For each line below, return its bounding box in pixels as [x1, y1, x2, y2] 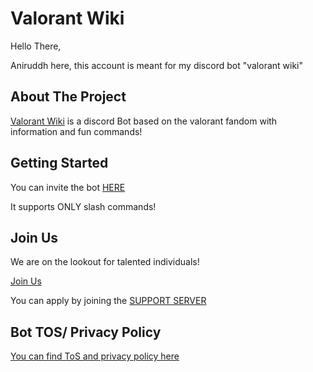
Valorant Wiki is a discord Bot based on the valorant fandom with [10, 115, 278, 127]
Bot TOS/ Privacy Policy [10, 323, 162, 341]
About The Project [10, 88, 127, 106]
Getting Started [10, 155, 109, 172]
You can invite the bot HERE [10, 181, 126, 193]
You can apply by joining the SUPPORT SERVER [10, 295, 207, 307]
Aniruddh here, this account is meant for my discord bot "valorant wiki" [10, 59, 304, 71]
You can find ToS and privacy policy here [10, 350, 180, 362]
